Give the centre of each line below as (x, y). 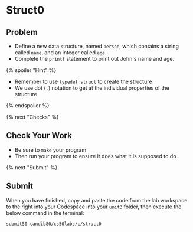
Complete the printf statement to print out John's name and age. (94, 59)
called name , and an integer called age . (60, 53)
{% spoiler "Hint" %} (31, 70)
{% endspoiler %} (28, 106)
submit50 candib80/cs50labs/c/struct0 (54, 224)
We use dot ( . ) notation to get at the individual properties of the (92, 88)
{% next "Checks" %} (32, 117)
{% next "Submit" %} (32, 167)
